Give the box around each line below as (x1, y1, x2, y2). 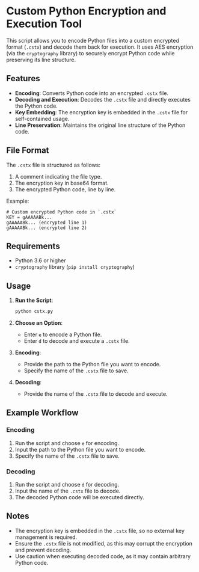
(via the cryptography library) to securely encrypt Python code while (6, 49, 176, 57)
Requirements (6, 241, 60, 251)
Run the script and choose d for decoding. (14, 481, 120, 488)
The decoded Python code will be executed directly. (14, 494, 144, 501)
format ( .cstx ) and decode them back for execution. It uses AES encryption (6, 43, 194, 51)
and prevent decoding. (14, 546, 72, 553)
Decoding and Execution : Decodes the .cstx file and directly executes (14, 96, 191, 103)
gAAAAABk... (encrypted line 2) (6, 224, 87, 231)
